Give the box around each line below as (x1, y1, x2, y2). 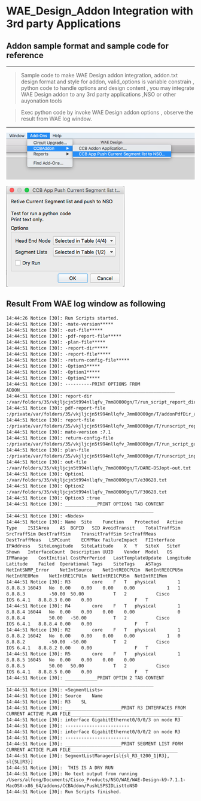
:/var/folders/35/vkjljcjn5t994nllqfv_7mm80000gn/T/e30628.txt (6, 477, 167, 483)
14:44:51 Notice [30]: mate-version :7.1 (6, 429, 111, 435)
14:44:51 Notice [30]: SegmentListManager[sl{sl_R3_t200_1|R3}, (6, 753, 170, 759)
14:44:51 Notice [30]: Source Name (6, 693, 103, 699)
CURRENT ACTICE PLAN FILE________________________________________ (6, 747, 178, 753)
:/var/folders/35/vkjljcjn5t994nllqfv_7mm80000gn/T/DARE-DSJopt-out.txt (6, 465, 191, 471)
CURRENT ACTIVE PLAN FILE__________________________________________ (6, 711, 184, 717)
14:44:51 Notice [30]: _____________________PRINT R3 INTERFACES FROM (6, 705, 186, 711)
